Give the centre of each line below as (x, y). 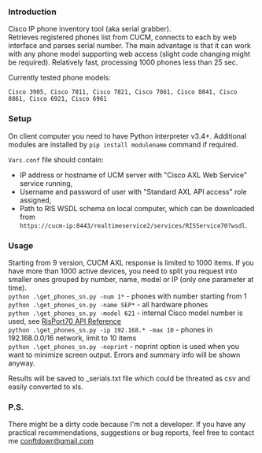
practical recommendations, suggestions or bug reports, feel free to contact (131, 433)
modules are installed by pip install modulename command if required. (123, 144)
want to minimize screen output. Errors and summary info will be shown (124, 355)
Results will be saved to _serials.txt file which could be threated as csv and (129, 378)
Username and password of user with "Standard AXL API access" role (133, 191)
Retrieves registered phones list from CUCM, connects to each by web (123, 37)
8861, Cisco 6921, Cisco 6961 (58, 99)
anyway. (22, 363)
